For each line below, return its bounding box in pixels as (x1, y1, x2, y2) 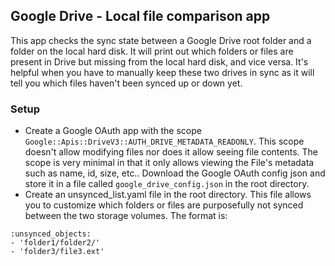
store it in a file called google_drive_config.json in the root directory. (24, 178, 310, 190)
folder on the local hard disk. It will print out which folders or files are (10, 45, 294, 57)
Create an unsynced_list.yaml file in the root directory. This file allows (24, 189, 312, 201)
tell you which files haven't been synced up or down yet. (10, 77, 243, 89)
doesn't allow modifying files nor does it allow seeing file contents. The (24, 146, 318, 158)
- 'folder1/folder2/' (10, 238, 101, 248)
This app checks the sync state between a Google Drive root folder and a (10, 34, 312, 46)
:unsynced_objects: (10, 229, 92, 239)
